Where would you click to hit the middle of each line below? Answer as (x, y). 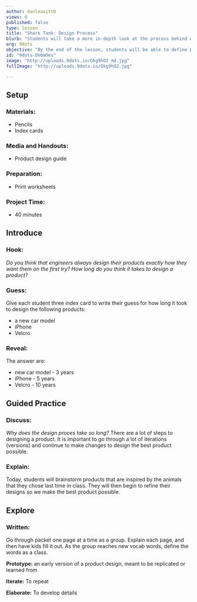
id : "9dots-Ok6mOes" (31, 55)
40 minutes (28, 214)
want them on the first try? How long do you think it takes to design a (90, 269)
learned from (22, 570)
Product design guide (40, 158)
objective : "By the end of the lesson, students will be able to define (97, 50)
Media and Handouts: (37, 146)
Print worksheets (35, 187)
